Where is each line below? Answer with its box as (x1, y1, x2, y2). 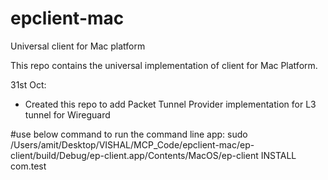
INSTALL (260, 149, 297, 161)
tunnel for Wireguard (24, 108, 111, 121)
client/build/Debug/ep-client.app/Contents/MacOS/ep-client (10, 149, 259, 161)
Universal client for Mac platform (10, 40, 146, 52)
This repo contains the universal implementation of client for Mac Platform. (10, 59, 318, 71)
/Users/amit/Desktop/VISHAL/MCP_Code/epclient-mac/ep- (10, 138, 255, 151)
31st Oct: (10, 78, 47, 91)
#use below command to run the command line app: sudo (10, 128, 248, 140)
